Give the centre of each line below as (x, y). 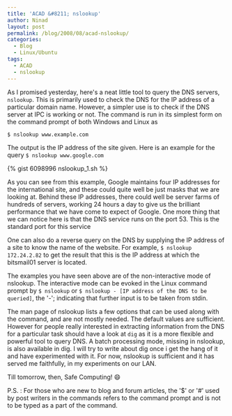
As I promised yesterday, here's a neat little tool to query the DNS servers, (114, 92)
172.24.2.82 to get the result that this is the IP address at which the (103, 255)
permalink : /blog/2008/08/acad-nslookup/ (68, 33)
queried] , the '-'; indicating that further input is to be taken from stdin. (108, 298)
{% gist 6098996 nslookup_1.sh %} (57, 168)
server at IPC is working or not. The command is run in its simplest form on (115, 114)
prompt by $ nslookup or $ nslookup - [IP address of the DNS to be (107, 290)
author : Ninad (28, 20)
